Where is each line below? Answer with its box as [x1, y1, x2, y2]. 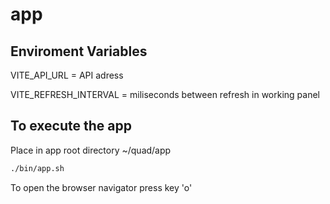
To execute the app [10, 118, 132, 135]
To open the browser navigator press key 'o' [10, 181, 193, 193]
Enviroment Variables [10, 43, 148, 60]
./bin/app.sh [10, 163, 65, 173]
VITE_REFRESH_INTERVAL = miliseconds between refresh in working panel [10, 89, 320, 100]
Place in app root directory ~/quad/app [10, 144, 172, 156]
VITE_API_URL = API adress [10, 69, 124, 81]
